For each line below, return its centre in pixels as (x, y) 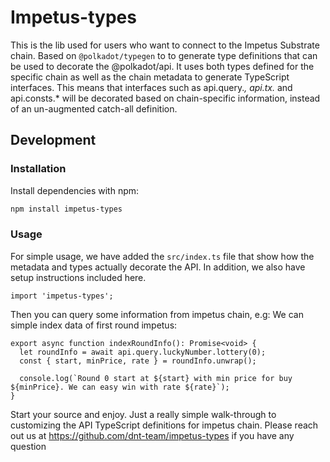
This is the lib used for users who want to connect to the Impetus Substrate (165, 45)
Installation (38, 169)
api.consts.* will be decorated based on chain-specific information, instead (165, 98)
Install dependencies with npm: (75, 190)
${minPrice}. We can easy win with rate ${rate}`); (120, 387)
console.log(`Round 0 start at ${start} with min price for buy (156, 378)
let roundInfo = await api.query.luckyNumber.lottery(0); (143, 352)
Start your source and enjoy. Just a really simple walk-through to (143, 414)
